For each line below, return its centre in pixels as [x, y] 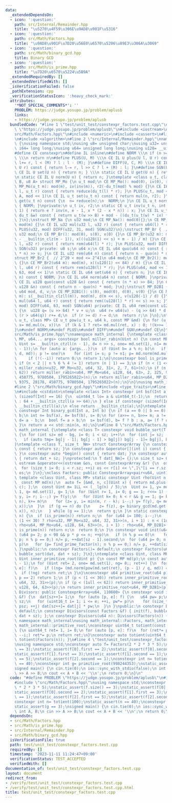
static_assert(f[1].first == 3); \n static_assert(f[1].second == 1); [89, 654]
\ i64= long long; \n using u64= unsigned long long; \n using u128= [86, 149]
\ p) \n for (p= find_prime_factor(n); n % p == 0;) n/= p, [81, 544]
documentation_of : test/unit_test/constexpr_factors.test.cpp [73, 769]
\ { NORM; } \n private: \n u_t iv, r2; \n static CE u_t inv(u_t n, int [90, 206]
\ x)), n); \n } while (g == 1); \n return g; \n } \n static [81, 511]
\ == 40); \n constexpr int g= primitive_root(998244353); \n [79, 663]
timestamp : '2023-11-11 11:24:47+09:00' [53, 754]
